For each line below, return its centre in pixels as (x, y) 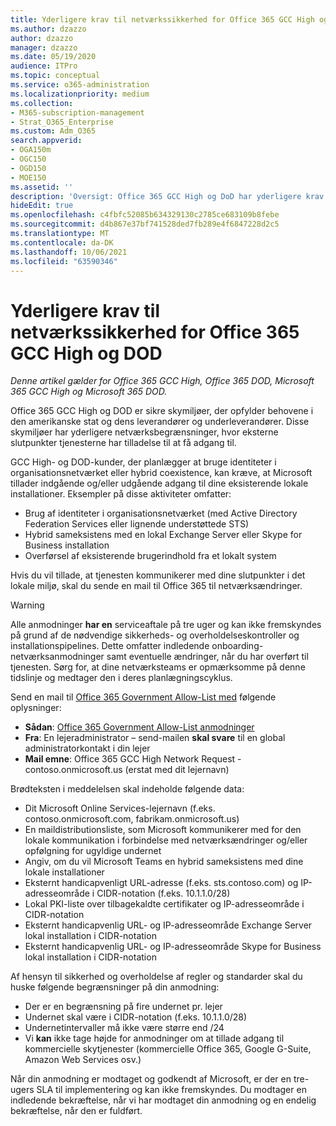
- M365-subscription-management (77, 112)
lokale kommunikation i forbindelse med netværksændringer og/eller (166, 840)
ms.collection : (42, 103)
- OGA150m (31, 150)
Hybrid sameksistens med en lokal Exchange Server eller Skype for (163, 535)
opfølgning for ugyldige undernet (93, 851)
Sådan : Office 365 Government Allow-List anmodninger (139, 727)
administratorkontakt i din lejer (87, 748)
